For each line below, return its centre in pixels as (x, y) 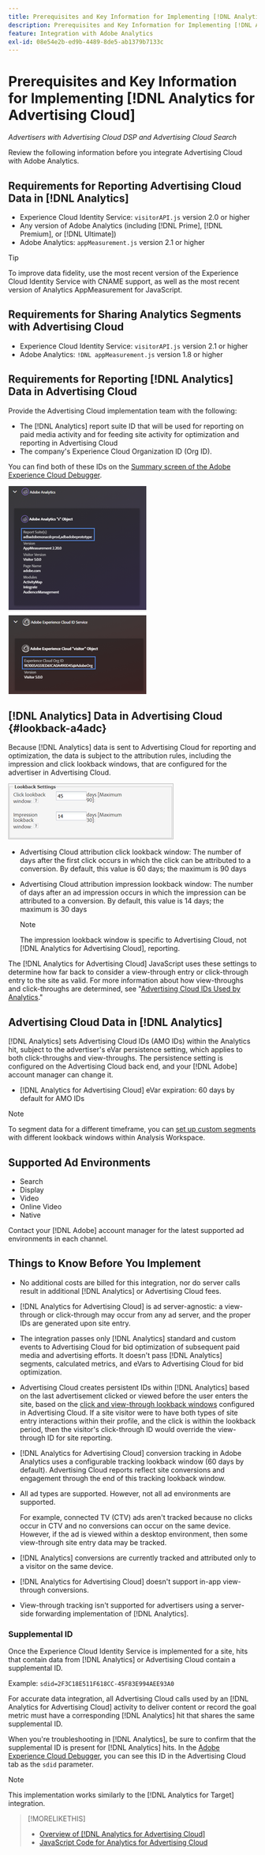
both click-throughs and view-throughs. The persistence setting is (116, 1058)
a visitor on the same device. (66, 1566)
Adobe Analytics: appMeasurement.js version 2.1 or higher (112, 242)
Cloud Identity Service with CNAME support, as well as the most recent (124, 281)
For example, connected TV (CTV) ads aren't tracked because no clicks (136, 1517)
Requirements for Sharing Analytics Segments (125, 315)
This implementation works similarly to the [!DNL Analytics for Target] (121, 1795)
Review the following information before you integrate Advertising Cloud (125, 153)
